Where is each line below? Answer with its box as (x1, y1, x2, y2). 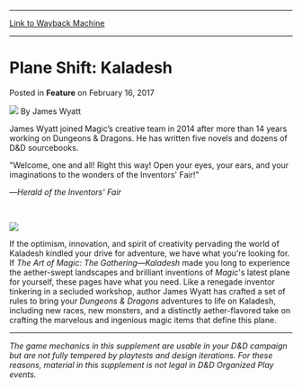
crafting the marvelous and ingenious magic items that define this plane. (9, 314, 277, 325)
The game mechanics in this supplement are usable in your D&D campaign (9, 340, 288, 351)
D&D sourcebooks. (9, 142, 79, 153)
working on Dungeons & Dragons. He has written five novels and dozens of (9, 132, 288, 144)
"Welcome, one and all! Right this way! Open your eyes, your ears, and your (9, 159, 289, 171)
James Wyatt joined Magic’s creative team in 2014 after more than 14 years (9, 123, 288, 134)
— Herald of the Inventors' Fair (9, 186, 121, 198)
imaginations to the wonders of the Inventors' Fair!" (9, 169, 200, 180)
